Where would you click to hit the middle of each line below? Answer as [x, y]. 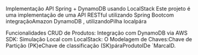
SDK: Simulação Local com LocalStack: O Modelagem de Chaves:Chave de [99, 39]
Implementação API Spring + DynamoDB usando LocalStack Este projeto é [98, 9]
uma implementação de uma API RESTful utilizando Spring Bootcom [90, 15]
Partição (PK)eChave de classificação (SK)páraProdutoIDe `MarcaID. [91, 45]
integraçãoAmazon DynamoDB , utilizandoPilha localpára [76, 21]
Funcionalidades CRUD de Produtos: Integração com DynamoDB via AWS [97, 33]
